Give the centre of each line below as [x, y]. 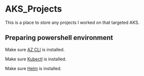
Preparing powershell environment [59, 38]
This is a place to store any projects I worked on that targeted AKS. [72, 22]
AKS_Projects [33, 9]
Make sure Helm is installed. [33, 68]
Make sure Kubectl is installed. [36, 59]
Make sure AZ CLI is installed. [35, 49]
